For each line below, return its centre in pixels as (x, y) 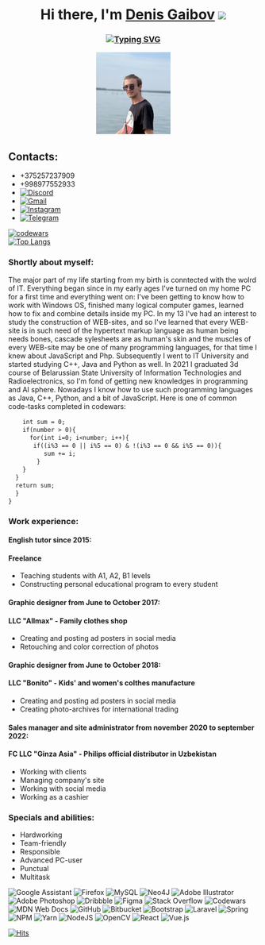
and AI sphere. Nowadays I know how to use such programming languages (131, 389)
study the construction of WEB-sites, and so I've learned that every (118, 322)
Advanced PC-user (51, 860)
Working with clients (53, 771)
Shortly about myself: (51, 262)
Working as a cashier (54, 796)
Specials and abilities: (52, 817)
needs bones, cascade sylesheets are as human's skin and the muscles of (130, 338)
